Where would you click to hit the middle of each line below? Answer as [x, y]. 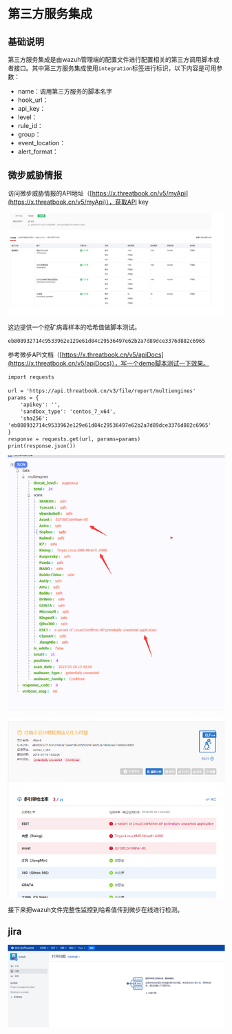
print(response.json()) [42, 446]
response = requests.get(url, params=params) [74, 439]
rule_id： [30, 126]
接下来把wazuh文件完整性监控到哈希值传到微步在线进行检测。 [96, 909]
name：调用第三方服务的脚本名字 [65, 91]
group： [29, 134]
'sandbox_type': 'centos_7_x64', [68, 412]
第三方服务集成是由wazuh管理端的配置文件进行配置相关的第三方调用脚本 [111, 60]
